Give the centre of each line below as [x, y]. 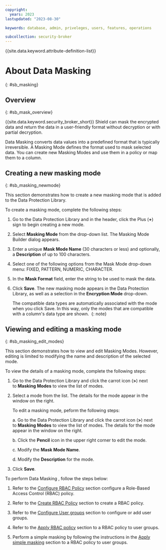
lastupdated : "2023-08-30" [33, 19]
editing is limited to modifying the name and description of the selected [78, 356]
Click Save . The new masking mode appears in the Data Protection [81, 288]
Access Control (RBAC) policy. [43, 493]
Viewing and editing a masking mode [63, 329]
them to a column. [24, 158]
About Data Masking [48, 71]
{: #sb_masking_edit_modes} [35, 341]
